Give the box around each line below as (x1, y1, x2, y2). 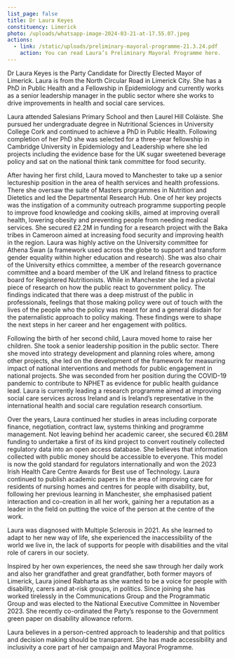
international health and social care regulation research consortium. (7, 401, 203, 410)
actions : (7, 37, 33, 44)
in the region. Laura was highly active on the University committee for (7, 238, 208, 246)
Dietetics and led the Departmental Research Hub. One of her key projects (7, 193, 222, 201)
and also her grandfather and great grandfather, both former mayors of (7, 569, 213, 578)
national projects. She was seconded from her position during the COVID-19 (7, 371, 227, 380)
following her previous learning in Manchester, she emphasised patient (7, 490, 213, 498)
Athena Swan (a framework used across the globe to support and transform (7, 246, 227, 254)
